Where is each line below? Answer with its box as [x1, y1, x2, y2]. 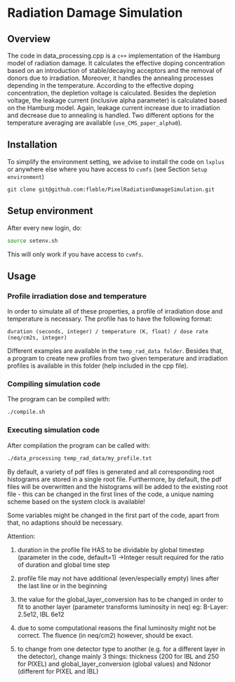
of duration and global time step [17, 560, 110, 569]
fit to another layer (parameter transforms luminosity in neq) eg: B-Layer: [17, 602, 229, 611]
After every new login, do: [7, 223, 82, 232]
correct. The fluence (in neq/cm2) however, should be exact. [17, 631, 194, 639]
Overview [7, 33, 51, 45]
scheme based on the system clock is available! [7, 497, 146, 506]
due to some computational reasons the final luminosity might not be [17, 623, 216, 632]
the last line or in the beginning [17, 581, 107, 590]
